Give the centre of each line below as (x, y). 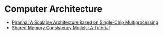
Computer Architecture (54, 9)
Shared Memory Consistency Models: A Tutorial (61, 27)
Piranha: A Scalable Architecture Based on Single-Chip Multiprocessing (85, 22)
